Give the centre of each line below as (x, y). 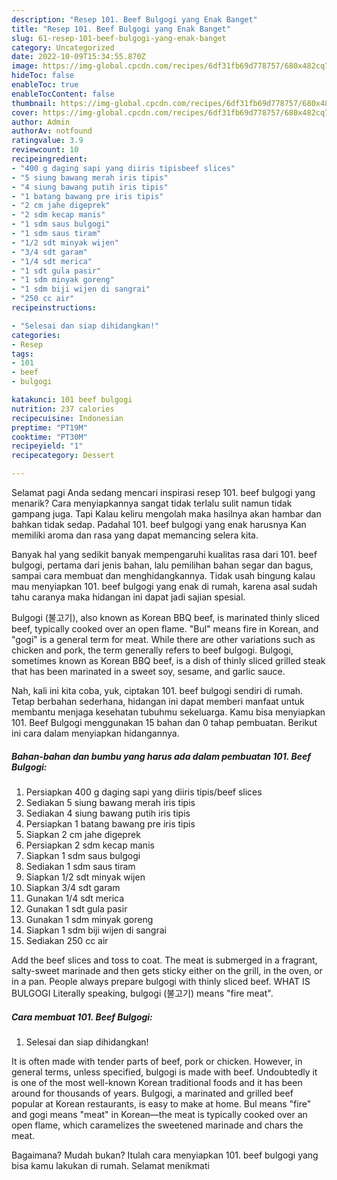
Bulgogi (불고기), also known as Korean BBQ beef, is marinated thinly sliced (165, 617)
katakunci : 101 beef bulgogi (72, 400)
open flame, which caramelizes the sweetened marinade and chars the (157, 1125)
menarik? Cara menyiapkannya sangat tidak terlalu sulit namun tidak (152, 503)
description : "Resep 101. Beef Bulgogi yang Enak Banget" (134, 19)
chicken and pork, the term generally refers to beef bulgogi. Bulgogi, (152, 650)
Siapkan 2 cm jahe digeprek (83, 834)
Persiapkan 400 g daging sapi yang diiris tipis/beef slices (144, 792)
